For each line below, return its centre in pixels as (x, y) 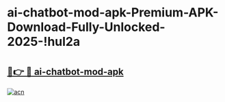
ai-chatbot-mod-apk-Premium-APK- (113, 13)
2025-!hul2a (44, 42)
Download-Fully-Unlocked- (86, 27)
